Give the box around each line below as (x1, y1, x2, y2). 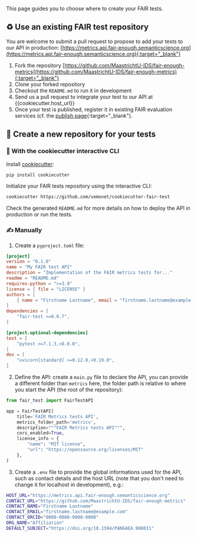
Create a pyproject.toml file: (14, 242, 84, 249)
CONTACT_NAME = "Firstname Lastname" (6, 503, 94, 509)
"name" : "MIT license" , (27, 441, 86, 447)
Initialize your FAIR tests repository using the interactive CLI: (6, 183, 152, 190)
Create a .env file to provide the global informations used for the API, (14, 468, 182, 475)
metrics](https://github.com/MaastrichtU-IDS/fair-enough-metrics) (14, 68, 177, 75)
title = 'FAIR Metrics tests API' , (17, 413, 99, 419)
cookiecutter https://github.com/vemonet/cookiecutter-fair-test (6, 194, 170, 200)
